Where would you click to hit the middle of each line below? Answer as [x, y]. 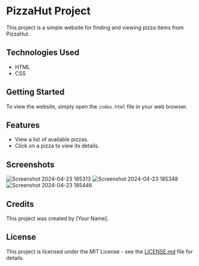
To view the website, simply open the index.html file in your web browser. [97, 106]
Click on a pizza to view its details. [57, 146]
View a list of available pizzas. [52, 140]
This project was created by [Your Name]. [57, 218]
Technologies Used [43, 53]
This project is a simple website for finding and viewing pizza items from [95, 27]
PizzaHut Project [49, 11]
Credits [20, 204]
